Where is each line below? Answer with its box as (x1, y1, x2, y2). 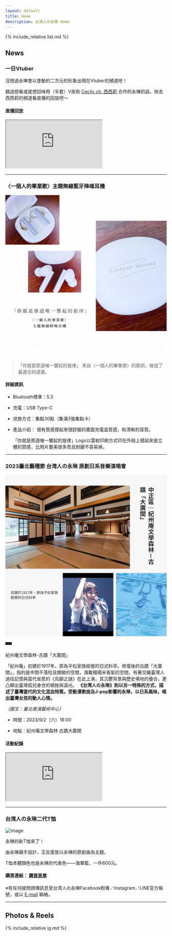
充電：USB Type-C (12, 404, 53, 411)
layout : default (5, 8, 40, 13)
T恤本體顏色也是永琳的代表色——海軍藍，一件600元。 (5, 860, 120, 866)
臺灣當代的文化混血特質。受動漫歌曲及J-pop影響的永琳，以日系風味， (14, 688, 162, 695)
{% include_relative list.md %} (5, 34, 69, 40)
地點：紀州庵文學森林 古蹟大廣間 (12, 728, 82, 734)
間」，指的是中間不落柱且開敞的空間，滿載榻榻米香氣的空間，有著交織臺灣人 (5, 669, 165, 676)
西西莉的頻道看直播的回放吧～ (5, 95, 68, 101)
